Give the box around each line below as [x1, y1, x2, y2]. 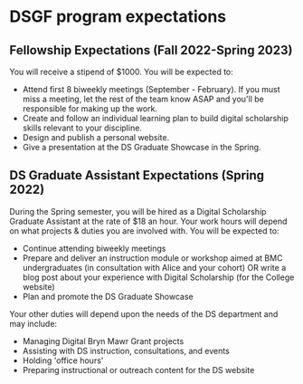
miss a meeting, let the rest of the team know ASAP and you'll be [22, 93, 264, 104]
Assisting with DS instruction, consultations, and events [22, 345, 231, 356]
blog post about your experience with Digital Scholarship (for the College [22, 272, 295, 283]
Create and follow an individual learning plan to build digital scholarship [22, 113, 289, 123]
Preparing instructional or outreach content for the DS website [22, 364, 255, 375]
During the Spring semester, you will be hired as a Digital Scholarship [9, 206, 267, 216]
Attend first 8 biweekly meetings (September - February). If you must [22, 84, 280, 94]
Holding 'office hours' [22, 355, 104, 366]
